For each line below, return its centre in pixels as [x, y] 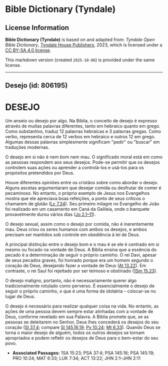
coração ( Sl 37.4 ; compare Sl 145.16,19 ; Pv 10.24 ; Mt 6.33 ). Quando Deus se [83, 328]
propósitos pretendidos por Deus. [40, 173]
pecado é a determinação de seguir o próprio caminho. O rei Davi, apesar [81, 255]
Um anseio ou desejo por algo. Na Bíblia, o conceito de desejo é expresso [81, 121]
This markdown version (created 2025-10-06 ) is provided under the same [80, 60]
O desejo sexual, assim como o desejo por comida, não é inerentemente [79, 224]
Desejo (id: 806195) [36, 86]
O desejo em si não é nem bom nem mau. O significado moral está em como [84, 157]
